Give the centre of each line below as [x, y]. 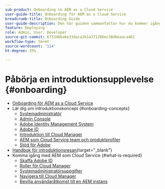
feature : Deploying [25, 28]
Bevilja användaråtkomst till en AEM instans [64, 182]
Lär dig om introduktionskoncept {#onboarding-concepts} [71, 108]
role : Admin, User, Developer [36, 32]
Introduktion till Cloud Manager [51, 135]
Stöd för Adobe [35, 145]
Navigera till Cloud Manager [48, 176]
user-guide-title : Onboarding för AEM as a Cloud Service [66, 14]
